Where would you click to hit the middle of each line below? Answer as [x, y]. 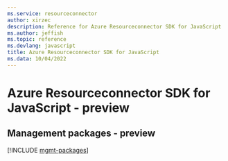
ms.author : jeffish [35, 33]
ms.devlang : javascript [42, 46]
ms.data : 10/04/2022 [37, 59]
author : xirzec [29, 20]
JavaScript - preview [69, 108]
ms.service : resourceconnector [52, 14]
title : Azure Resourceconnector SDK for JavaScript [83, 53]
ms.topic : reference [37, 40]
